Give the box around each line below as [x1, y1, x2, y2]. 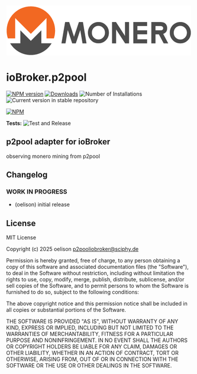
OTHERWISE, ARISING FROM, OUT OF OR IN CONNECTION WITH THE [6, 356, 179, 363]
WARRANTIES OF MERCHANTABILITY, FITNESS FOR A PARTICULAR [6, 331, 173, 338]
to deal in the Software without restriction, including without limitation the [6, 270, 185, 277]
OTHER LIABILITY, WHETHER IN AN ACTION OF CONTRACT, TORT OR [6, 350, 179, 357]
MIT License [6, 234, 37, 241]
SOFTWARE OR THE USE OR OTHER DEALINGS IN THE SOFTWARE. [6, 362, 172, 369]
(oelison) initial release [14, 201, 70, 208]
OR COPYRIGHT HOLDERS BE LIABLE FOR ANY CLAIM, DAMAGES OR [6, 343, 177, 350]
